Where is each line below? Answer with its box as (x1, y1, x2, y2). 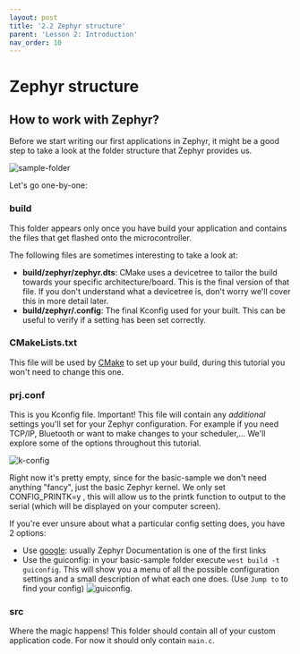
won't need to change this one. (9, 366, 124, 377)
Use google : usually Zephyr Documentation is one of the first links (21, 545, 267, 556)
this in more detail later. (21, 295, 109, 306)
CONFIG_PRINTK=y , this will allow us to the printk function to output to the (9, 491, 287, 502)
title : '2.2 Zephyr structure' (9, 21, 126, 30)
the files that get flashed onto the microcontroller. (9, 232, 193, 242)
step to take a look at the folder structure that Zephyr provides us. (9, 145, 253, 157)
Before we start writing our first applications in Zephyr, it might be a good (9, 136, 280, 147)
